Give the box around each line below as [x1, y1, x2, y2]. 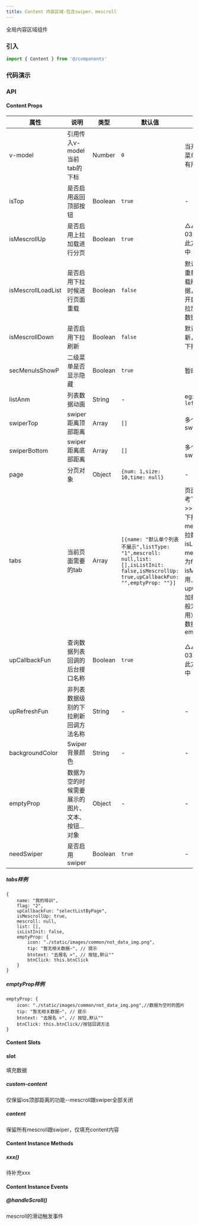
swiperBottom [9, 446, 49, 454]
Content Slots [6, 1039, 41, 1046]
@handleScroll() [6, 1196, 47, 1204]
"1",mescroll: [121, 550, 161, 556]
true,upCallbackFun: [121, 573, 179, 580]
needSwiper [9, 850, 43, 858]
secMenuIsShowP [9, 366, 59, 374]
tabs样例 [6, 876, 28, 883]
